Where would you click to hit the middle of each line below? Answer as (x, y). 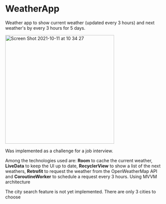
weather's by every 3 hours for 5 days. (45, 28)
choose (13, 197)
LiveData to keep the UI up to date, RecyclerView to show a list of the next (83, 166)
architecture (18, 182)
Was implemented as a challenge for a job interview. (59, 151)
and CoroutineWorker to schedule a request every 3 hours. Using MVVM (81, 176)
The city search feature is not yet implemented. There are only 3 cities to (80, 191)
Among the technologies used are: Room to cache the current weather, (79, 160)
